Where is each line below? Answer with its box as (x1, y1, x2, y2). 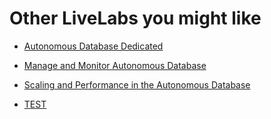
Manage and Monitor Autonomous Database (23, 59, 207, 71)
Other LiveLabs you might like (9, 7, 262, 30)
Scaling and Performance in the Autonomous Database (23, 78, 251, 91)
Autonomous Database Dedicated (23, 40, 164, 52)
